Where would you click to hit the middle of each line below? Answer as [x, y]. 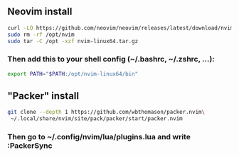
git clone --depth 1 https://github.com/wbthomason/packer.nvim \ [106, 112]
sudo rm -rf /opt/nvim [41, 35]
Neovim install [40, 12]
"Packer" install [43, 96]
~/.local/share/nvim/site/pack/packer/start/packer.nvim [96, 119]
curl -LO [20, 28]
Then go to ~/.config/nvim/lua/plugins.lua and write [99, 137]
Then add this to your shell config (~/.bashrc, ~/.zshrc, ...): [111, 59]
